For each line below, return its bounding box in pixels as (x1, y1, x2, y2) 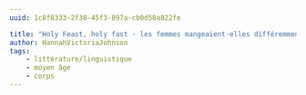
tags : (9, 46, 30, 55)
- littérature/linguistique (25, 55, 132, 64)
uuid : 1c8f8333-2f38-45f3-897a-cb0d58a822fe (9, 13, 181, 23)
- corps (25, 71, 55, 81)
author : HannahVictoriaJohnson (9, 38, 128, 47)
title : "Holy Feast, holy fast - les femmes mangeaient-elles (9, 29, 250, 39)
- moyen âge (25, 63, 71, 72)
